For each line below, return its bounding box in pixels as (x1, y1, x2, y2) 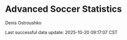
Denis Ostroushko (5, 20, 42, 26)
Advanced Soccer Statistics (5, 3, 122, 15)
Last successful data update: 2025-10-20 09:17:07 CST (5, 29, 118, 35)
